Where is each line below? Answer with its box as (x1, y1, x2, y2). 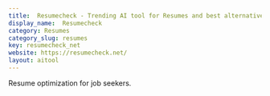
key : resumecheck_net (8, 42, 81, 50)
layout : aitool (8, 57, 59, 65)
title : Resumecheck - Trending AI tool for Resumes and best (8, 11, 221, 20)
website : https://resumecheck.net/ (8, 49, 128, 57)
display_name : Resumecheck (8, 19, 103, 27)
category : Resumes (8, 26, 70, 34)
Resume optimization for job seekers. (8, 78, 132, 88)
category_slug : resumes (8, 34, 88, 42)
